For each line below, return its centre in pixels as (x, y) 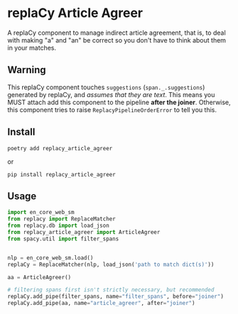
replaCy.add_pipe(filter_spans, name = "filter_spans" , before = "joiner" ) (115, 297)
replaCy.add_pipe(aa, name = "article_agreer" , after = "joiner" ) (101, 303)
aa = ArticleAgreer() (39, 277)
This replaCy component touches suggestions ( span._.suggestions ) (106, 87)
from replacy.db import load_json (59, 226)
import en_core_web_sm (41, 213)
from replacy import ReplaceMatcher (61, 219)
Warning (27, 70)
